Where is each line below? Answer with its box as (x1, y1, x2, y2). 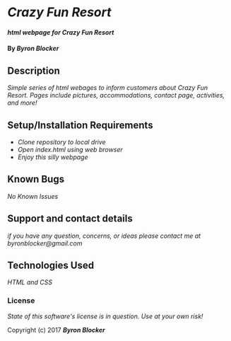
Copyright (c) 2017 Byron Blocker (7, 325, 106, 334)
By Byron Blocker (7, 44, 59, 53)
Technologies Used (7, 260, 94, 272)
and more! (7, 98, 37, 107)
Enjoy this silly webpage (17, 153, 88, 161)
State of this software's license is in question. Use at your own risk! (7, 312, 203, 320)
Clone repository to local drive (17, 138, 106, 146)
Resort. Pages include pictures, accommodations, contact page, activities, (7, 91, 225, 100)
